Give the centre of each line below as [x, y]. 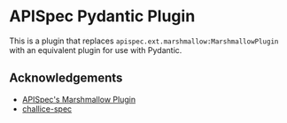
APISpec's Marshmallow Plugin [78, 99]
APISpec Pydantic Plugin [102, 16]
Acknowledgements [66, 78]
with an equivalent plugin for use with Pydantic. [96, 50]
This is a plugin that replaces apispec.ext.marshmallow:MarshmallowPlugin [144, 41]
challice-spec [47, 109]
